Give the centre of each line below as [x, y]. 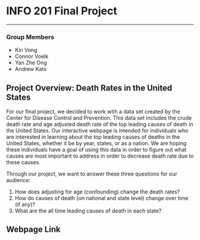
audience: [18, 180]
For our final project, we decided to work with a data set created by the [93, 112]
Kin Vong [26, 50]
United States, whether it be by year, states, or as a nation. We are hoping [96, 143]
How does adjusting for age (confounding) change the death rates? [97, 192]
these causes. [23, 162]
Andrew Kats [30, 69]
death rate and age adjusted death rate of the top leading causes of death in [100, 124]
